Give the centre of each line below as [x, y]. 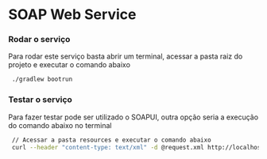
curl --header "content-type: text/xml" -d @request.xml [108, 147]
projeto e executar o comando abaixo [70, 65]
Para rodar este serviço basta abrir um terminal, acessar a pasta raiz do [126, 56]
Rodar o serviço [39, 40]
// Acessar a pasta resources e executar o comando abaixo [112, 140]
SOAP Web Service [72, 15]
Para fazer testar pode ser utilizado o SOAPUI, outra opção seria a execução [133, 117]
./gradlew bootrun [42, 79]
